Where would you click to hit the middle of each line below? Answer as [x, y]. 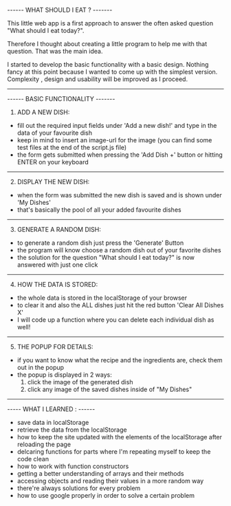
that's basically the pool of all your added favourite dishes [99, 210]
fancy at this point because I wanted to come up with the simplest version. [112, 72]
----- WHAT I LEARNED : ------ [51, 409]
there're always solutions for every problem [79, 488]
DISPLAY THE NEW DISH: [53, 182]
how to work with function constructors [73, 466]
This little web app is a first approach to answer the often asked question [110, 23]
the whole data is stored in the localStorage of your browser [102, 298]
